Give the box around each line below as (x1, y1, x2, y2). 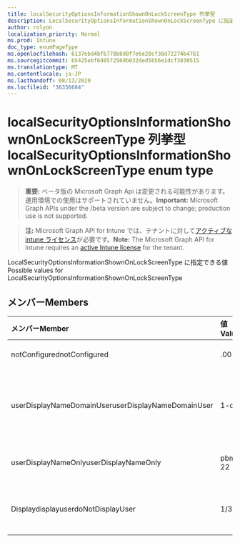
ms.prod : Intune (7, 37, 56, 44)
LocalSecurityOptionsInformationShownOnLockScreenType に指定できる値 (7, 258, 229, 266)
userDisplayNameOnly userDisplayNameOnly (11, 458, 161, 467)
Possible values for (7, 266, 64, 275)
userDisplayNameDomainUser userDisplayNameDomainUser (11, 401, 214, 410)
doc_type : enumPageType (7, 44, 79, 51)
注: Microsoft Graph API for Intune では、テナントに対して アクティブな (24, 226, 233, 235)
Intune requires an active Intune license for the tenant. (24, 244, 184, 252)
